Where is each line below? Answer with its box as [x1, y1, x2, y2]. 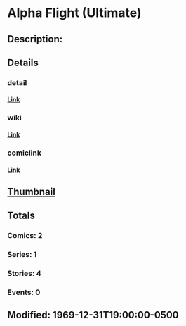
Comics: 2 [7, 231, 43, 241]
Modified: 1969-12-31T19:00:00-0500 [7, 309, 179, 321]
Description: [7, 33, 63, 45]
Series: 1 [7, 250, 37, 260]
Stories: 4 [7, 269, 42, 279]
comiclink [7, 148, 42, 158]
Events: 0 [7, 287, 41, 297]
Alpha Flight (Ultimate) [7, 5, 142, 21]
